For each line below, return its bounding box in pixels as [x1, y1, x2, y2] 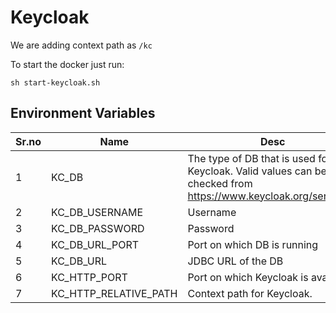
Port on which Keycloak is [187, 270, 309, 284]
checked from [187, 176, 253, 190]
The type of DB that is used [187, 151, 316, 165]
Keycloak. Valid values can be [187, 164, 327, 178]
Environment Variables [10, 105, 156, 122]
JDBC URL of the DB [187, 254, 284, 268]
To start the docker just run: [10, 58, 125, 70]
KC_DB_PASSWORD [51, 221, 145, 235]
